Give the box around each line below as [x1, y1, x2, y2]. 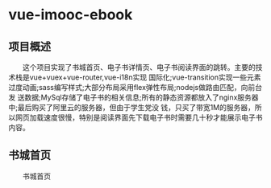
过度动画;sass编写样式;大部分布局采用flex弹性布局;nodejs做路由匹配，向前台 [8, 83, 262, 92]
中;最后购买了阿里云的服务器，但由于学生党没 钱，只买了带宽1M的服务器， [8, 103, 256, 112]
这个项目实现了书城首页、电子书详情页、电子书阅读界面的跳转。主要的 [22, 63, 256, 72]
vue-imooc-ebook [8, 6, 133, 24]
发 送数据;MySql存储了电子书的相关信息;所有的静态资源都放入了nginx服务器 [8, 92, 260, 102]
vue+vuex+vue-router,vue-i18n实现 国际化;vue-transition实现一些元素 [29, 72, 261, 82]
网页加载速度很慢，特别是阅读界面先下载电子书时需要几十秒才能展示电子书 [15, 112, 263, 122]
